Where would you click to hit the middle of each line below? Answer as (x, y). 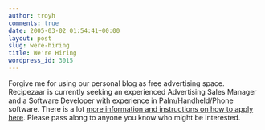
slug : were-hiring (39, 46)
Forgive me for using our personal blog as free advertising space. (116, 83)
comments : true (34, 23)
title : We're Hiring (43, 53)
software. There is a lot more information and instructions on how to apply (131, 108)
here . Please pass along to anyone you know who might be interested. (124, 117)
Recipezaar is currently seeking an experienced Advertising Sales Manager (132, 91)
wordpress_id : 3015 (41, 61)
